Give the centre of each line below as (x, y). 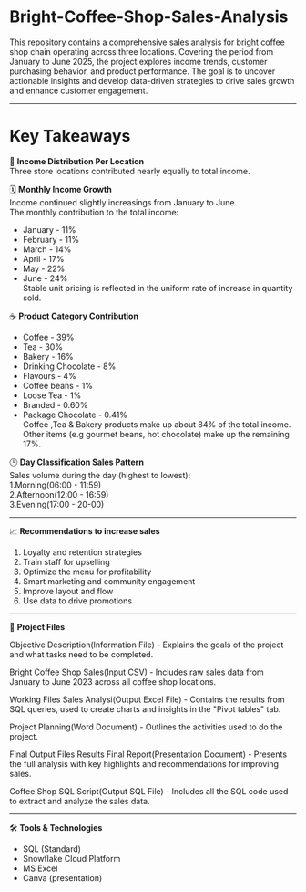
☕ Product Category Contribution (74, 316)
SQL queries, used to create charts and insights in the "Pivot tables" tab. (145, 708)
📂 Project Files (37, 626)
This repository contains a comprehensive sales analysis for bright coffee (147, 42)
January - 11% (49, 229)
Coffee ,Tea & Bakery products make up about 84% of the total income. (157, 424)
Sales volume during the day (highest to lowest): (100, 475)
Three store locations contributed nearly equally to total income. (130, 171)
